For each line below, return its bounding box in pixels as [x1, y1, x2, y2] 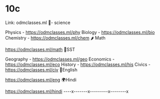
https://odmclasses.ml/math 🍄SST [5, 46, 76, 52]
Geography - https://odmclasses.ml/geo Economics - [5, 56, 115, 62]
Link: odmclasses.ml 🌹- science [5, 19, 71, 25]
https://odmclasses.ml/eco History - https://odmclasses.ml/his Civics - [5, 61, 151, 67]
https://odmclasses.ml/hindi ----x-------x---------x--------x [5, 88, 129, 94]
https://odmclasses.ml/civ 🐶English [5, 66, 78, 72]
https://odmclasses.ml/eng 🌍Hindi [5, 76, 77, 82]
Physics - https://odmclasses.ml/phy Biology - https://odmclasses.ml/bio [5, 29, 155, 35]
